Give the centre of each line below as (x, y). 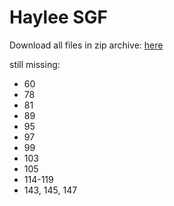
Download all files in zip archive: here (86, 45)
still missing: (35, 64)
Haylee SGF (58, 17)
